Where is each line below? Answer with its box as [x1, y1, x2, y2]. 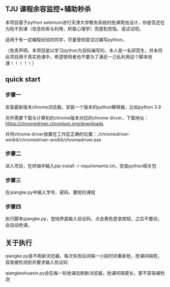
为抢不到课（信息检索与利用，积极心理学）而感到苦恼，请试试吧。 [5, 25, 144, 32]
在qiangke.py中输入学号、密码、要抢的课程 [5, 189, 96, 195]
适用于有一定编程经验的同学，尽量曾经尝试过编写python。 [5, 36, 127, 42]
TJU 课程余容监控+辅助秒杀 [5, 5, 91, 14]
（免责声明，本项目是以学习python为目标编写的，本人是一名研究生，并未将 [5, 47, 163, 53]
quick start [5, 75, 41, 84]
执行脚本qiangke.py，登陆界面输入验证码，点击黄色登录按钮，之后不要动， [5, 216, 162, 222]
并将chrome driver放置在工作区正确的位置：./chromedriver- [5, 131, 130, 137]
